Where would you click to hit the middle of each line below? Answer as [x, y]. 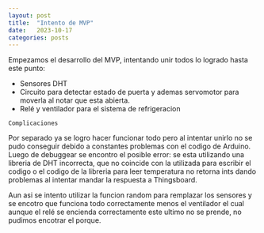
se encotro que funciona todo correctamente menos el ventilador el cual [126, 204]
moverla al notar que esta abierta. [75, 100]
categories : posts [38, 38]
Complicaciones [33, 123]
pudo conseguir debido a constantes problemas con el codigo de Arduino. [130, 146]
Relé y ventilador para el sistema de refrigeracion [100, 109]
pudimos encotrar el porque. [55, 220]
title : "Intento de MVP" [51, 23]
